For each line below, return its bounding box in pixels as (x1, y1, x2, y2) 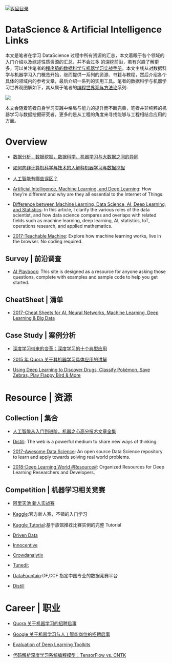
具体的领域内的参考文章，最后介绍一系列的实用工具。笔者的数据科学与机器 (5, 77, 162, 84)
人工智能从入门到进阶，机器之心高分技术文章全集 (12, 428, 116, 435)
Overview (5, 136, 48, 148)
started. (12, 279, 30, 285)
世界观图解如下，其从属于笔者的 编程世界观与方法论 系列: (9, 84, 128, 90)
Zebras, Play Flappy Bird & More (12, 372, 81, 378)
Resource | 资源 (5, 392, 73, 403)
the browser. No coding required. (12, 238, 83, 244)
